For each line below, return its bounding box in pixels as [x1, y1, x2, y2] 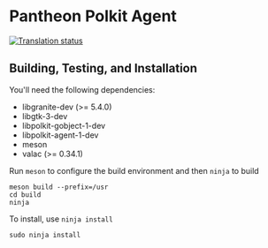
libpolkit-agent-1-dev [21, 130, 99, 140]
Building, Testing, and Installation [9, 61, 197, 76]
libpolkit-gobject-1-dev [21, 120, 106, 131]
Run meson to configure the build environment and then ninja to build [9, 165, 259, 176]
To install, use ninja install [9, 214, 113, 224]
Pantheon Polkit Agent [9, 6, 177, 26]
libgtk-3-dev [21, 110, 68, 121]
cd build [9, 190, 42, 199]
